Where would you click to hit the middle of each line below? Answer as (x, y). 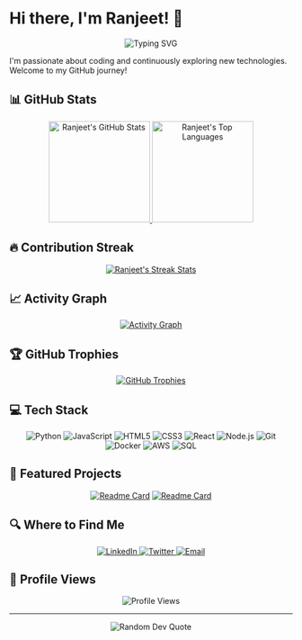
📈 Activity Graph (58, 298)
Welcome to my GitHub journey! (68, 70)
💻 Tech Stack (49, 410)
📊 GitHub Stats (53, 99)
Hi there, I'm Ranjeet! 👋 (97, 18)
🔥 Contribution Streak (72, 248)
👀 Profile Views (53, 580)
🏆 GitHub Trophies (64, 354)
